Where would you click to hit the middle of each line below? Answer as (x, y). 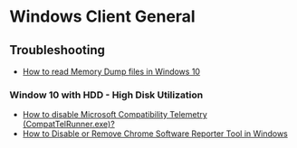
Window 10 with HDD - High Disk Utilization (106, 95)
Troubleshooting (57, 50)
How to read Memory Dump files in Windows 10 (111, 71)
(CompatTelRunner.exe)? (68, 125)
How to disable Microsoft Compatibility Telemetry (115, 115)
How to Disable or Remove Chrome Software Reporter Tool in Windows (155, 134)
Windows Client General (103, 17)
